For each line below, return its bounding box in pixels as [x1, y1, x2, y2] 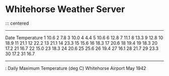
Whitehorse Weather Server [5, 4, 125, 15]
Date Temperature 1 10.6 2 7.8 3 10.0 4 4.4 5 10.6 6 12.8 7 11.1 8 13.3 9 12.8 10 [5, 34, 163, 41]
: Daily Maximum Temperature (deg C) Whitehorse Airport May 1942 [5, 65, 146, 71]
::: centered [5, 20, 29, 26]
